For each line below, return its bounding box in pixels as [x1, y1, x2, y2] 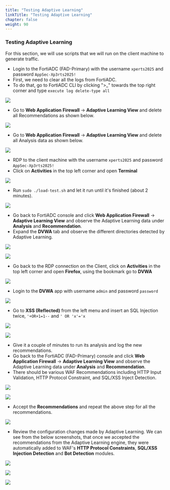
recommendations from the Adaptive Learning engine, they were [12, 439, 149, 446]
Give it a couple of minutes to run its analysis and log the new [12, 342, 142, 348]
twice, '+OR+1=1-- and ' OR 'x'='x [12, 313, 86, 319]
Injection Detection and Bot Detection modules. [12, 450, 115, 456]
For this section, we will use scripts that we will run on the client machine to [5, 50, 164, 56]
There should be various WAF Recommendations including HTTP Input [12, 369, 162, 375]
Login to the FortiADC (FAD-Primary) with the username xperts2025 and [12, 65, 163, 72]
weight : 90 [5, 21, 29, 27]
